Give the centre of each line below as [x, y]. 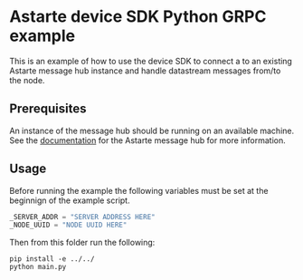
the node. [27, 80]
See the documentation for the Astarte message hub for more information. [148, 140]
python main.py [38, 267]
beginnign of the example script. [70, 200]
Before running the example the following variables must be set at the [139, 190]
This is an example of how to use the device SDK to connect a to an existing [151, 61]
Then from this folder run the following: [82, 243]
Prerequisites [48, 109]
